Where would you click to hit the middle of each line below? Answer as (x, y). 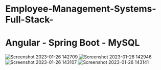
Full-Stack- (29, 20)
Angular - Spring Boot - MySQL (73, 43)
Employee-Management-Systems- (81, 9)
